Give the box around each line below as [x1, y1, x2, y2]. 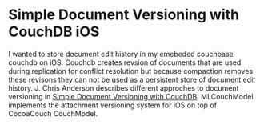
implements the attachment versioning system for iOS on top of [8, 100, 218, 110]
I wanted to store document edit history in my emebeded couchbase [8, 49, 234, 58]
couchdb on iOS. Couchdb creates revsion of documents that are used [8, 58, 242, 67]
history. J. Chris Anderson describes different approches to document [8, 83, 239, 93]
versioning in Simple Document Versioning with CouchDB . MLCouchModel [8, 91, 254, 101]
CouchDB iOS [8, 22, 100, 41]
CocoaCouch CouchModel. [8, 108, 98, 118]
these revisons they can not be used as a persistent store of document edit [8, 75, 256, 84]
